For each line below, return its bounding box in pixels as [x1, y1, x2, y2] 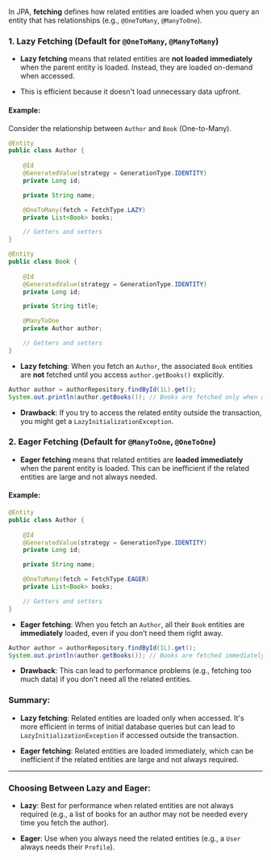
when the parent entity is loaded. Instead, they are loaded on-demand [19, 62, 253, 72]
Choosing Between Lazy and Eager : [8, 782, 151, 794]
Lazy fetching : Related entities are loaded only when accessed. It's [19, 713, 244, 722]
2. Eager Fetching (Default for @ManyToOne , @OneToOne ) [8, 436, 216, 447]
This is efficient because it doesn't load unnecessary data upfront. [19, 87, 241, 96]
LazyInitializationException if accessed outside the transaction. [19, 730, 240, 739]
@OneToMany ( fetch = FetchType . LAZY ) [23, 205, 147, 214]
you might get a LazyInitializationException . [19, 416, 174, 426]
